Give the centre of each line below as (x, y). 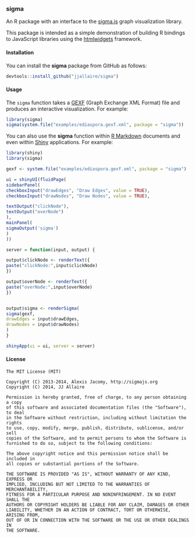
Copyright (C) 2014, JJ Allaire (45, 387)
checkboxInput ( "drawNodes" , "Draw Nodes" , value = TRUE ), (78, 196)
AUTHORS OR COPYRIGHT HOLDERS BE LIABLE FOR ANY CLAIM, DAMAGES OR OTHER (98, 505)
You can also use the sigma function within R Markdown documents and (93, 136)
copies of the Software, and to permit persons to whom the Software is (96, 438)
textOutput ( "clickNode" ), (37, 207)
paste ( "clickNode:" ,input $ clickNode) (52, 266)
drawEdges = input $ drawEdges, (43, 319)
